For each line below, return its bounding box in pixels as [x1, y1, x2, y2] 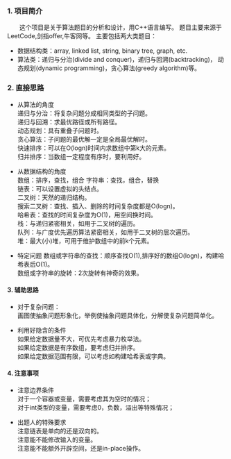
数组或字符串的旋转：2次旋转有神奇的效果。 [17, 269, 144, 277]
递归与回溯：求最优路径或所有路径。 [17, 117, 121, 126]
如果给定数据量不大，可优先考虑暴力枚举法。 [17, 335, 146, 343]
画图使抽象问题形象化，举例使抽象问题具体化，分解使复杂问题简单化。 [17, 311, 219, 319]
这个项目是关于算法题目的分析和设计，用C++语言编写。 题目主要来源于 [19, 23, 222, 32]
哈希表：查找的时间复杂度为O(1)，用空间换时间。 [17, 210, 157, 219]
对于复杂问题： [17, 302, 60, 310]
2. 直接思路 [7, 83, 44, 93]
